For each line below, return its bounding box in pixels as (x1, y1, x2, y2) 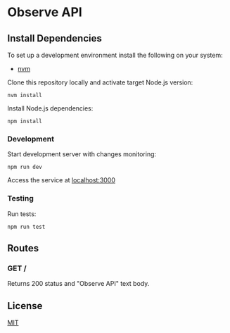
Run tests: (7, 209, 37, 218)
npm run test (7, 223, 46, 230)
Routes (7, 242, 39, 254)
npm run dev (7, 163, 42, 171)
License (7, 300, 43, 312)
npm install (7, 118, 42, 125)
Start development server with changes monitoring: (7, 150, 157, 158)
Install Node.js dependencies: (7, 104, 94, 113)
